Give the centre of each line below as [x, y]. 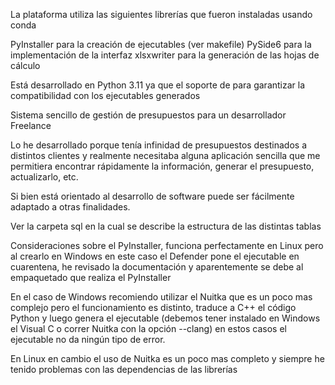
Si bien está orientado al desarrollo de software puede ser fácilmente [152, 196]
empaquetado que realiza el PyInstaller [91, 277]
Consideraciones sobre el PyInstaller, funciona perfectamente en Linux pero [167, 245]
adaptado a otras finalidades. [70, 207]
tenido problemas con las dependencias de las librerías [124, 369]
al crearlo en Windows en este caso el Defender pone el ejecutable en [155, 256]
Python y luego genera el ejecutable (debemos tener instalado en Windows [165, 318]
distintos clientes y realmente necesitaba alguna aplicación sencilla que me [165, 155]
